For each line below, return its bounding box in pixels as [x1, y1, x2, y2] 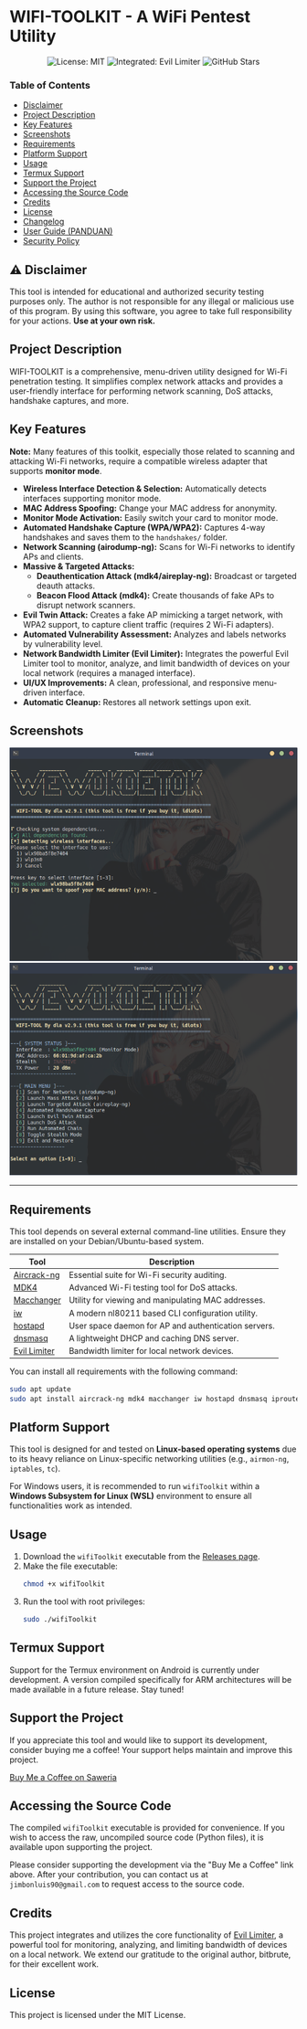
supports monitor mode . [9, 465, 102, 476]
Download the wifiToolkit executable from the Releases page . [22, 1551, 260, 1562]
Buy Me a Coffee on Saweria [9, 1771, 117, 1782]
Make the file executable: [22, 1560, 119, 1572]
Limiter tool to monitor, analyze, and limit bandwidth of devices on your [22, 658, 291, 669]
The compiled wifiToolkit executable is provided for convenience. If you [9, 1823, 285, 1833]
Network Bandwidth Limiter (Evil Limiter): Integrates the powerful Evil [22, 648, 290, 659]
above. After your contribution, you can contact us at [9, 1869, 208, 1880]
